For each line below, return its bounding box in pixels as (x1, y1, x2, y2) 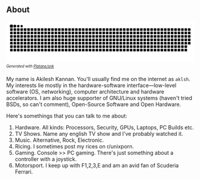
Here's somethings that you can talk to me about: (6, 113, 127, 120)
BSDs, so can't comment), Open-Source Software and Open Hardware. (6, 101, 181, 108)
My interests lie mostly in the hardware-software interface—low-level (6, 82, 177, 89)
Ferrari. (14, 168, 33, 175)
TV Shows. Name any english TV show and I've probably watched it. (14, 131, 183, 138)
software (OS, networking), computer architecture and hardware (6, 88, 165, 95)
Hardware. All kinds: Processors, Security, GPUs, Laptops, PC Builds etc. (14, 124, 194, 131)
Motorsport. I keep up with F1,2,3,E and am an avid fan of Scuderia (14, 162, 179, 169)
